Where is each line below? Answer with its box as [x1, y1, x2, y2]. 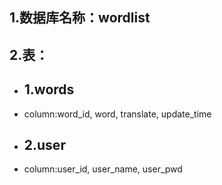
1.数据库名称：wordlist [9, 9, 151, 27]
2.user [23, 136, 66, 153]
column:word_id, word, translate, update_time [23, 108, 212, 120]
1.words [23, 81, 75, 98]
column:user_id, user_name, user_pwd [23, 163, 183, 175]
